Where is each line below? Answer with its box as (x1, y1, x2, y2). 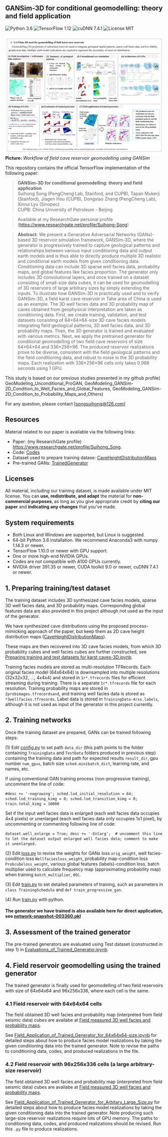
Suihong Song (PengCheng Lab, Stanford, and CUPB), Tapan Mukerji (17, 190, 160, 196)
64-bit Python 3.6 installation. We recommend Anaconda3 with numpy (12, 537, 158, 543)
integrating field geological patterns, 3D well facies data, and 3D (17, 322, 151, 328)
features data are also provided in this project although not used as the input (5, 608, 163, 614)
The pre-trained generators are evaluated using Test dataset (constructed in (5, 941, 163, 947)
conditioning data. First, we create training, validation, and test (17, 312, 147, 318)
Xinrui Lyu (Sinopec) (17, 201, 60, 207)
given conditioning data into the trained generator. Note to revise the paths (5, 1043, 159, 1049)
